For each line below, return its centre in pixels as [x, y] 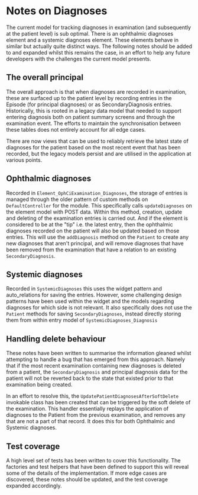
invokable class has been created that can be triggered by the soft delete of [98, 403]
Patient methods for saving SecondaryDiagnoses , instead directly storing [94, 314]
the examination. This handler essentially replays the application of [87, 409]
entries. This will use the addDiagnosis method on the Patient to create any [98, 237]
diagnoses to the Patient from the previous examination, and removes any [96, 415]
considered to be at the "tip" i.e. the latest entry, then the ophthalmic [90, 224]
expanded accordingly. [34, 486]
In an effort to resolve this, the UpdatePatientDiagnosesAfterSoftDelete [92, 396]
